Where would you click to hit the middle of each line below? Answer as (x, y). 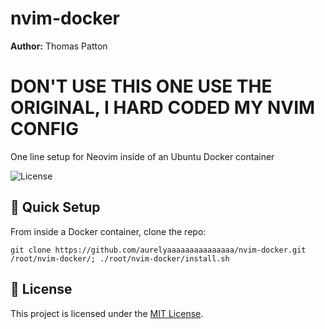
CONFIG (44, 129)
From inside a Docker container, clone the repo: (108, 231)
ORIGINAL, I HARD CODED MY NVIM (163, 108)
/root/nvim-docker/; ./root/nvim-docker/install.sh (120, 258)
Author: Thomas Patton (59, 46)
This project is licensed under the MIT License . (107, 313)
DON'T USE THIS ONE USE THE (141, 86)
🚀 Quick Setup (55, 207)
